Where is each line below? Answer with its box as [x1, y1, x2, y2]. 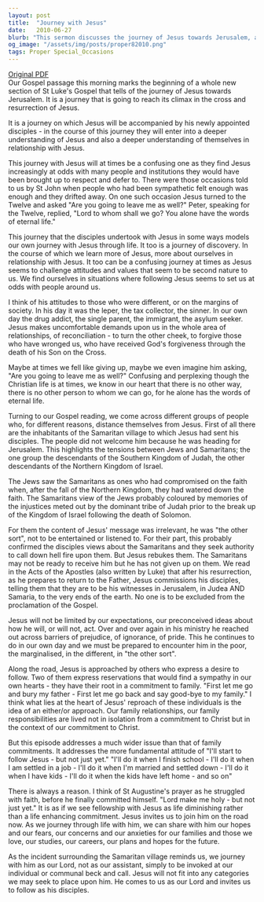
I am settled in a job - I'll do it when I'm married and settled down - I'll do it [8, 763, 249, 772]
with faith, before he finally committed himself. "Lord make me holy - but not [8, 795, 255, 804]
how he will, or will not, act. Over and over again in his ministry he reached [8, 624, 249, 633]
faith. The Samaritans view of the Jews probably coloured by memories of [8, 493, 248, 503]
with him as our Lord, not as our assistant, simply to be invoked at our [8, 860, 233, 869]
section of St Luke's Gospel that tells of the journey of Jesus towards [8, 86, 232, 95]
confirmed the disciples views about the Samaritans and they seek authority [8, 542, 255, 551]
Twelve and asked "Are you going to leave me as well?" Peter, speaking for [8, 200, 250, 209]
